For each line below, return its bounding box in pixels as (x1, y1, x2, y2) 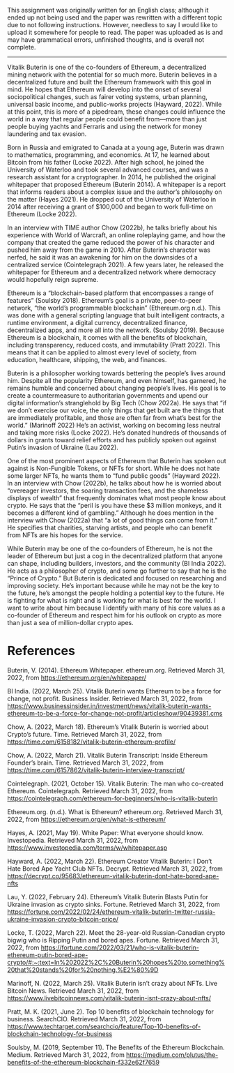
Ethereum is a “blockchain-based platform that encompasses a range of (7, 289, 214, 297)
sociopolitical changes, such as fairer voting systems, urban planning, (7, 93, 208, 100)
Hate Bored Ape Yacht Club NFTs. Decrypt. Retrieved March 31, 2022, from (7, 864, 223, 873)
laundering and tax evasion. (7, 130, 87, 138)
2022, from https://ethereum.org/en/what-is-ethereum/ (7, 815, 166, 823)
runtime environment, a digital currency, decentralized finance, (7, 319, 188, 327)
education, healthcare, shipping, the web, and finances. (7, 356, 167, 363)
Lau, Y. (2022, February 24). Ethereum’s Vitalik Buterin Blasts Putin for (7, 892, 209, 901)
